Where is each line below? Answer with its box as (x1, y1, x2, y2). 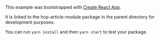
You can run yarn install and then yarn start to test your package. (5, 29, 147, 34)
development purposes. (5, 19, 55, 25)
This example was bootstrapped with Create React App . (5, 4, 122, 10)
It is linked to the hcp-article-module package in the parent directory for (5, 14, 155, 19)
